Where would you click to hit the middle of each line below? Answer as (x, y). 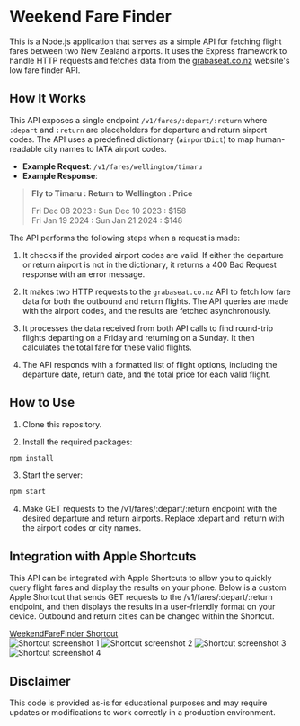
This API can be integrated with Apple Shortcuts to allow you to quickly (141, 578)
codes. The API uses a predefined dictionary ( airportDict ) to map (132, 139)
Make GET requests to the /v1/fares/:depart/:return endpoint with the (149, 509)
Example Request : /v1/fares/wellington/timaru (112, 166)
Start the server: (53, 475)
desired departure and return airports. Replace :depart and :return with (153, 518)
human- (270, 139)
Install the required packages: (77, 442)
